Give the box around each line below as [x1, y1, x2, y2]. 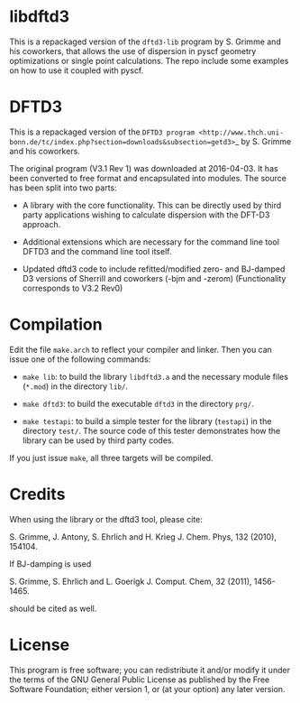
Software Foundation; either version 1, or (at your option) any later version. [9, 683, 286, 694]
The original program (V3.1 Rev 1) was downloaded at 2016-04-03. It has [9, 162, 278, 173]
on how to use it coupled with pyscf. [9, 65, 144, 76]
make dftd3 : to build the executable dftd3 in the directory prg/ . [22, 398, 254, 409]
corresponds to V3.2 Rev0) [22, 282, 123, 293]
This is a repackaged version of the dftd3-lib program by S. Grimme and [9, 36, 281, 47]
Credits [9, 485, 66, 504]
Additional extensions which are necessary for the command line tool [22, 236, 279, 247]
